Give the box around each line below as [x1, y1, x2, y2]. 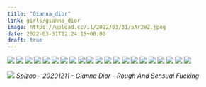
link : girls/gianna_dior [7, 17, 81, 24]
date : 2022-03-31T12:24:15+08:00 [7, 30, 106, 37]
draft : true [7, 37, 42, 44]
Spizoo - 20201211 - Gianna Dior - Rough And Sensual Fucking [16, 71, 200, 80]
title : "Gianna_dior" [7, 10, 71, 18]
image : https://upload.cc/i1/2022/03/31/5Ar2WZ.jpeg [7, 23, 166, 30]
